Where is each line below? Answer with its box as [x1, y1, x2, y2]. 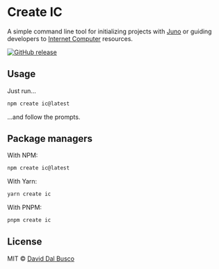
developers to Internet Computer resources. [7, 34, 133, 42]
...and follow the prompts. [7, 113, 81, 121]
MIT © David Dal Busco [7, 254, 75, 263]
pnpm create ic [7, 217, 51, 224]
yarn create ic [7, 190, 51, 198]
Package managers [7, 133, 92, 145]
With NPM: [7, 151, 38, 160]
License [7, 236, 42, 247]
